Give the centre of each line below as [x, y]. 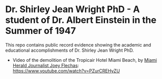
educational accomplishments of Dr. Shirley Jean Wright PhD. [70, 50]
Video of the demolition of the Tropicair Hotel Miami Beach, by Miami [85, 60]
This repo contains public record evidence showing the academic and [78, 45]
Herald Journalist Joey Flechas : [46, 65]
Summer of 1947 [41, 31]
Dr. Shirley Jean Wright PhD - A [73, 9]
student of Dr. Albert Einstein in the [81, 20]
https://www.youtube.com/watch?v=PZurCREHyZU [66, 71]
